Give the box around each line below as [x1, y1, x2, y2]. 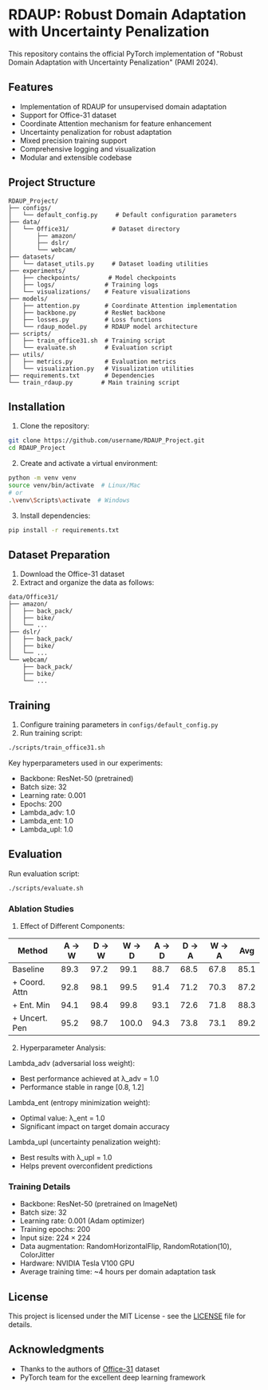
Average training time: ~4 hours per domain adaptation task [19, 1267, 216, 1277]
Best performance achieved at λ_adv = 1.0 [19, 1073, 160, 1083]
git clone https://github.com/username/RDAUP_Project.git [8, 436, 205, 444]
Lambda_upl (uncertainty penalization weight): [8, 1137, 161, 1147]
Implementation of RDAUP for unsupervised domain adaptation [19, 101, 227, 111]
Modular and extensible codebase [19, 152, 132, 162]
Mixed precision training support [19, 136, 128, 145]
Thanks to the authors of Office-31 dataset [19, 1364, 160, 1373]
